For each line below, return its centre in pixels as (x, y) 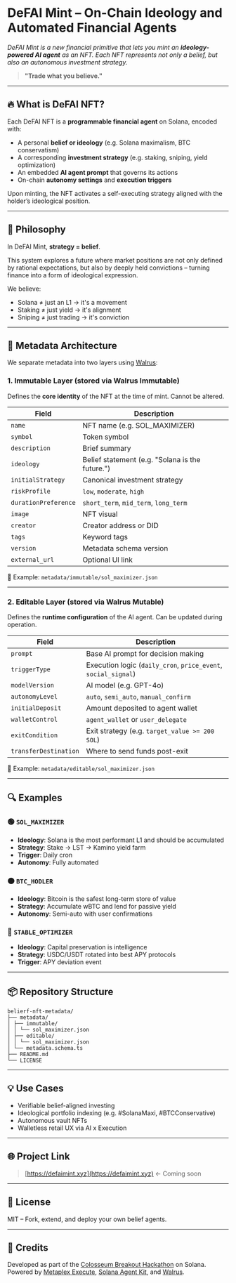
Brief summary (107, 448)
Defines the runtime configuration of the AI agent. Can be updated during (115, 617)
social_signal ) (111, 673)
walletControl (34, 719)
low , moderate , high (113, 491)
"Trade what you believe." (64, 76)
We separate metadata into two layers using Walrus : (83, 362)
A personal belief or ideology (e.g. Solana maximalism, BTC (104, 143)
